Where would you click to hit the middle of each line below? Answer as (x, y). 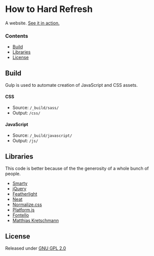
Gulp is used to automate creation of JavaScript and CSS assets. (72, 85)
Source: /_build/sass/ (35, 108)
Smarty (20, 184)
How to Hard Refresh (49, 9)
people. (13, 174)
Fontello (20, 215)
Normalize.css (27, 205)
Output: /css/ (26, 113)
